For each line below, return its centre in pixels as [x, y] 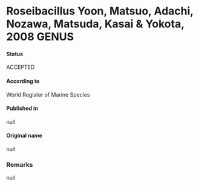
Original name [24, 136]
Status [15, 54]
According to [23, 81]
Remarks [20, 164]
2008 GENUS [40, 37]
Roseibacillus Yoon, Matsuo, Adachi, [100, 11]
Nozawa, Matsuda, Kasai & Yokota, [95, 24]
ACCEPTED [21, 67]
